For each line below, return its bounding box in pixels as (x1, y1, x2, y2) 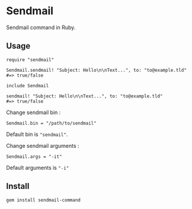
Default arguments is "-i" (6, 164, 69, 171)
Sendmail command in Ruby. (6, 24, 76, 31)
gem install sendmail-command (6, 197, 81, 203)
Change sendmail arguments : (6, 142, 79, 149)
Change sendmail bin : (6, 109, 61, 116)
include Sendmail (6, 83, 49, 88)
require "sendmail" (6, 56, 55, 63)
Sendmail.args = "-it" (6, 153, 62, 160)
